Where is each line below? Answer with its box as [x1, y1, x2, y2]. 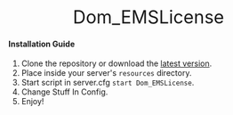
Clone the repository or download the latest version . [20, 58, 213, 69]
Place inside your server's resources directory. [20, 68, 192, 78]
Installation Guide [8, 38, 76, 49]
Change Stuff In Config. [20, 86, 108, 97]
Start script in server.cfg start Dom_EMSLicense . [20, 78, 195, 88]
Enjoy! [20, 96, 44, 107]
